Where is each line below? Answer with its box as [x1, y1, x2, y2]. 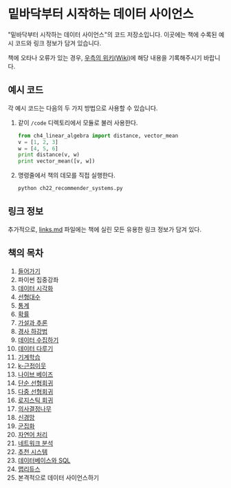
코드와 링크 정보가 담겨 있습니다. [14, 39, 102, 47]
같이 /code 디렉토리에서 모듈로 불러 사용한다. [17, 118, 138, 127]
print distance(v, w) [17, 151, 80, 158]
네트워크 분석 [17, 438, 54, 447]
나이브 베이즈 [17, 370, 54, 379]
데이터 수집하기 [17, 335, 59, 344]
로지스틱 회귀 [17, 396, 54, 404]
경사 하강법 [17, 327, 48, 335]
